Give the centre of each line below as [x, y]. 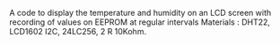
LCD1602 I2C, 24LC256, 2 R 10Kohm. [78, 31]
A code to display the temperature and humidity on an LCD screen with [140, 13]
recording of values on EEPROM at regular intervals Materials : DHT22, [140, 22]
